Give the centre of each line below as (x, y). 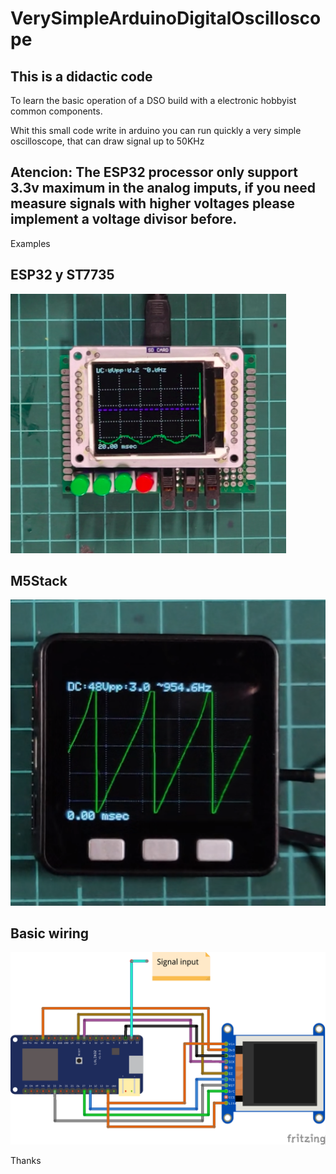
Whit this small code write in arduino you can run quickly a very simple (156, 130)
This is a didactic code (81, 76)
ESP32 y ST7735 (62, 275)
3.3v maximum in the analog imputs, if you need (163, 188)
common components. (56, 111)
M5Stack (39, 581)
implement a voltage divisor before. (124, 219)
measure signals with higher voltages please (153, 203)
